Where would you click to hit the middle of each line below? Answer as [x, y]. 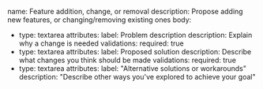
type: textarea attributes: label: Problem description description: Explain [135, 35]
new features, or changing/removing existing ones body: [100, 20]
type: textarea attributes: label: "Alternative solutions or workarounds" [132, 69]
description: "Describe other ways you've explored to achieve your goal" [137, 77]
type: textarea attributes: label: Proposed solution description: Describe [135, 52]
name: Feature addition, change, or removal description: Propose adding [125, 11]
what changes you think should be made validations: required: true [127, 60]
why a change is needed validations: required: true [101, 43]
